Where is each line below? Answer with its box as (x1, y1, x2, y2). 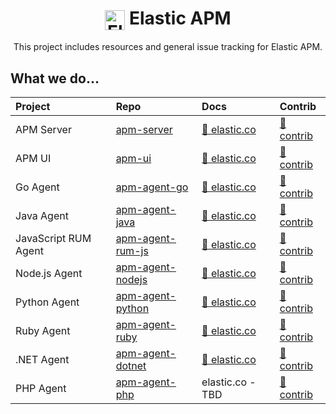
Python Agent (15, 295, 80, 309)
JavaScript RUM (15, 232, 92, 246)
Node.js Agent (15, 267, 83, 281)
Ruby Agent (15, 324, 71, 338)
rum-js (115, 244, 149, 258)
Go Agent (15, 180, 60, 194)
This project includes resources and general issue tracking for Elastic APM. (13, 41, 323, 53)
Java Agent (15, 209, 69, 223)
